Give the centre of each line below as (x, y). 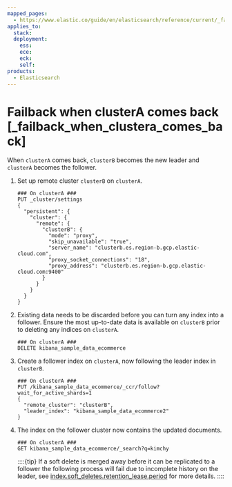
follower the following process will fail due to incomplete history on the (118, 469)
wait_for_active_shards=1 (54, 393)
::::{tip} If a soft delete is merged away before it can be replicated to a (116, 461)
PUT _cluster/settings (50, 200)
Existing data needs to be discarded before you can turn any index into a (120, 315)
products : (21, 71)
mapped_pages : (28, 13)
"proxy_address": (73, 266)
